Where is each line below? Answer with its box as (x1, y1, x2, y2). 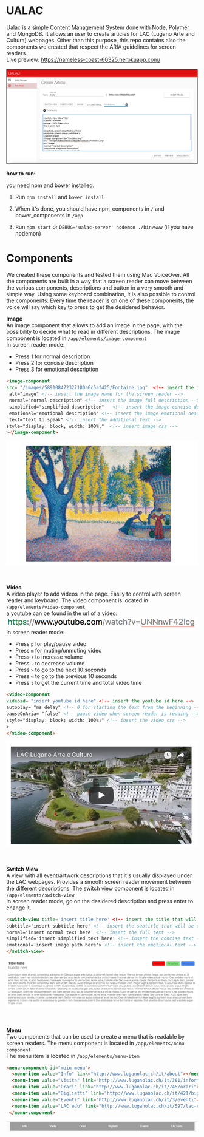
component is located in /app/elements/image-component (6, 334, 147, 342)
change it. (6, 904, 32, 911)
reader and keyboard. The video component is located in (6, 597, 149, 604)
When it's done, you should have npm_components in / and (15, 205, 165, 212)
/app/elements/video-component (6, 605, 86, 611)
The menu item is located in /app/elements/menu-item (6, 1052, 140, 1059)
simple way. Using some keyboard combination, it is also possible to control (6, 291, 196, 298)
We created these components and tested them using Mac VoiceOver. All (6, 271, 189, 279)
